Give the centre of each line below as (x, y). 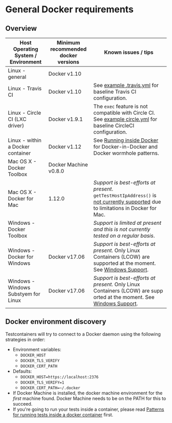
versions (68, 62)
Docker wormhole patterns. (126, 153)
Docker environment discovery (56, 322)
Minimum (68, 43)
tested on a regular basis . (124, 236)
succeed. (23, 404)
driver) (16, 125)
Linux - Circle (25, 113)
